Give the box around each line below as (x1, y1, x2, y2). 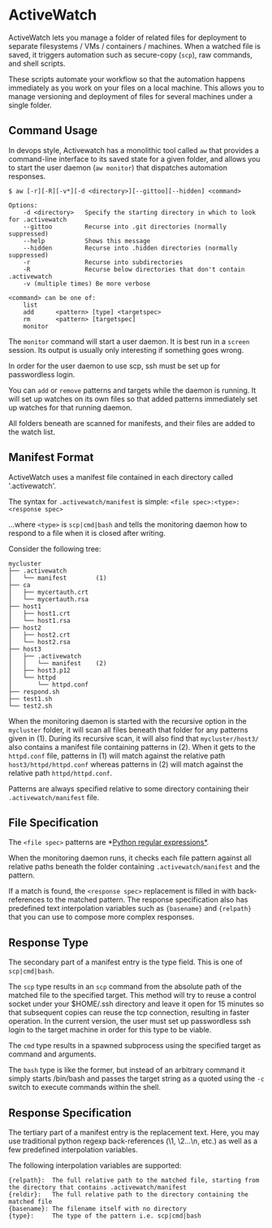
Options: (8, 201, 38, 209)
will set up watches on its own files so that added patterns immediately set (8, 394, 258, 403)
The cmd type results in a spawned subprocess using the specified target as (8, 1041, 261, 1051)
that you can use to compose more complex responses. (8, 912, 195, 922)
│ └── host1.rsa (8, 616, 71, 625)
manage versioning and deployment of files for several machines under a (8, 91, 253, 101)
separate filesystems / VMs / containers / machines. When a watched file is (8, 41, 261, 50)
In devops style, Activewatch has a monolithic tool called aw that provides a (8, 145, 260, 155)
